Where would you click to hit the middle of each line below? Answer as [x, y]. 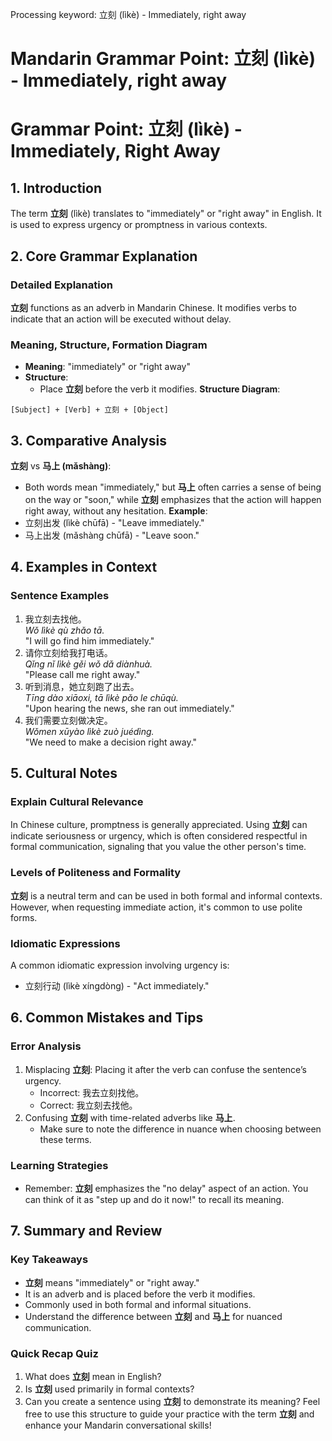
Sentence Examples [60, 596]
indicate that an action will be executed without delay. [121, 319]
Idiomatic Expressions [65, 943]
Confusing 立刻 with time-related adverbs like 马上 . [130, 1117]
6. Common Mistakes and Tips [107, 1018]
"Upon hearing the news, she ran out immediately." [129, 708]
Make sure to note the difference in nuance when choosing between [180, 1129]
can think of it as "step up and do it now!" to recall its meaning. [154, 1199]
